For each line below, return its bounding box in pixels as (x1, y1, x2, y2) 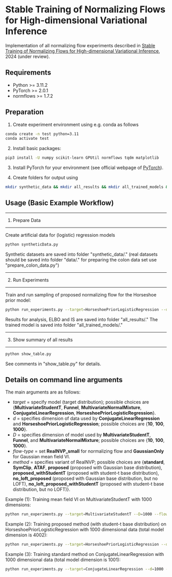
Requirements (5, 68, 51, 77)
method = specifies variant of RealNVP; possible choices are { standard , (12, 459, 165, 466)
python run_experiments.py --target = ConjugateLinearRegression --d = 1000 (5, 567, 164, 572)
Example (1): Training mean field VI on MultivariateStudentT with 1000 (5, 496, 152, 502)
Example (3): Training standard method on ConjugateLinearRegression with (5, 551, 164, 557)
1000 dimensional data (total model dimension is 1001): (5, 556, 121, 563)
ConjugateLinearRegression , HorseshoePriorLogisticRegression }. (12, 410, 156, 416)
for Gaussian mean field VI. (12, 454, 70, 460)
